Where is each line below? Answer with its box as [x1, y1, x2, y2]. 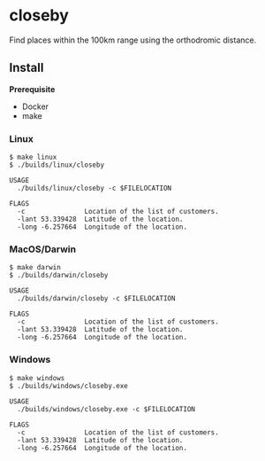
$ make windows [9, 373, 65, 382]
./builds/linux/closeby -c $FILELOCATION [17, 184, 172, 193]
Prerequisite [9, 83, 56, 94]
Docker [21, 101, 49, 112]
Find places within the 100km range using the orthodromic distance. [9, 35, 257, 45]
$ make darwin [9, 263, 62, 272]
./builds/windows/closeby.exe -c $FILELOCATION [17, 404, 196, 413]
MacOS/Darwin [9, 243, 77, 255]
